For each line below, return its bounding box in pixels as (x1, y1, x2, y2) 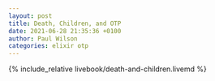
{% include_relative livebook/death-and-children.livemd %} (8, 64, 207, 74)
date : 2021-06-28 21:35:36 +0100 (8, 27, 122, 35)
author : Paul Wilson (8, 34, 79, 43)
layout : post (8, 11, 53, 20)
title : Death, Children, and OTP (8, 19, 122, 28)
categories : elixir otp (8, 42, 89, 50)
